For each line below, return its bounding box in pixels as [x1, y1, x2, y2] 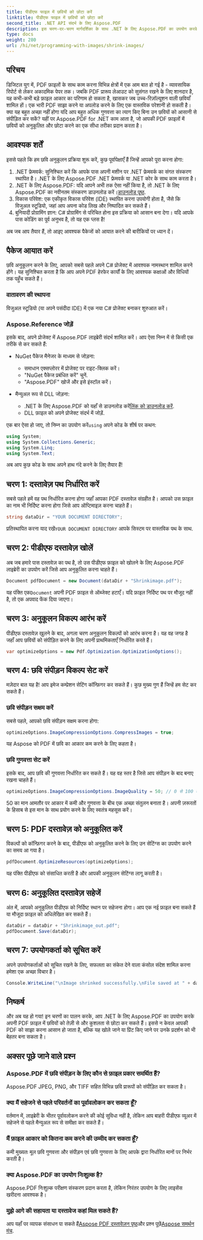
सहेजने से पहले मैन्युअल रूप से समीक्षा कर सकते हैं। [6, 1119, 105, 1126]
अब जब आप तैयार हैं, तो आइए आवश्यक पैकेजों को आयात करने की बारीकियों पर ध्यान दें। [6, 227, 174, 235]
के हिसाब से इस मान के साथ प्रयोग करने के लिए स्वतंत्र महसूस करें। [6, 806, 133, 814]
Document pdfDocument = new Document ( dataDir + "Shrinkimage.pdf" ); [6, 578, 182, 584]
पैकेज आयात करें [6, 246, 53, 256]
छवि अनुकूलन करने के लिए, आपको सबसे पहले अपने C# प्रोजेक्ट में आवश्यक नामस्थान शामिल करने [6, 261, 193, 269]
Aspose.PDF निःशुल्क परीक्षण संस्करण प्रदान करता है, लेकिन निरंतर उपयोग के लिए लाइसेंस [6, 1184, 183, 1192]
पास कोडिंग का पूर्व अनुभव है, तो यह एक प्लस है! [14, 215, 106, 223]
